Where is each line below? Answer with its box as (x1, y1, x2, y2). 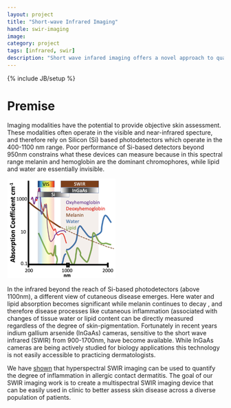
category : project (7, 40, 60, 47)
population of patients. (7, 394, 71, 402)
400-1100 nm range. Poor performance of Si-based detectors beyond (7, 143, 204, 151)
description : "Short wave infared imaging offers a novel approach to (7, 55, 214, 62)
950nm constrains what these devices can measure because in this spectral (7, 150, 223, 158)
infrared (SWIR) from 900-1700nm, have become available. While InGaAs (7, 337, 214, 345)
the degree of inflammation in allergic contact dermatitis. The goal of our (7, 372, 213, 380)
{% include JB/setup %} (7, 74, 76, 82)
